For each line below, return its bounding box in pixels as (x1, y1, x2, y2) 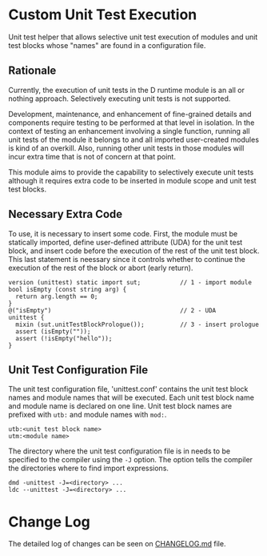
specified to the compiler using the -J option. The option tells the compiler (8, 455, 253, 465)
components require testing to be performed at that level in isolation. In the (8, 118, 255, 127)
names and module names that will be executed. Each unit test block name (8, 393, 254, 402)
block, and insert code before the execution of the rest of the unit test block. (8, 246, 260, 256)
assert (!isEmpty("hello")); (15, 334, 113, 342)
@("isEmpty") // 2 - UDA (8, 306, 217, 314)
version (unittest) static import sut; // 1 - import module (8, 278, 252, 286)
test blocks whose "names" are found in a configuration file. (8, 40, 206, 50)
